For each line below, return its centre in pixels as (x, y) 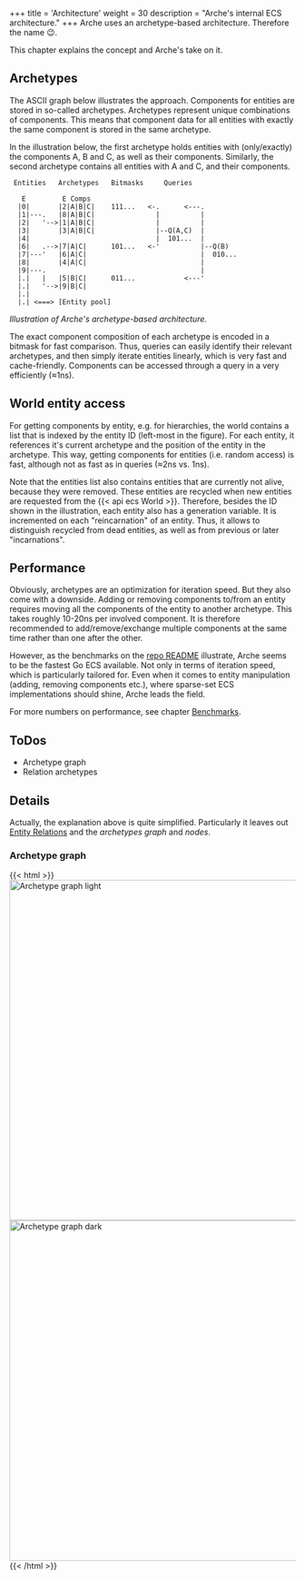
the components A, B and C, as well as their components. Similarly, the (142, 156)
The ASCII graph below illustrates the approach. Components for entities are (152, 100)
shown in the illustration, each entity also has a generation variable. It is (143, 510)
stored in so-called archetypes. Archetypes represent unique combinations (150, 110)
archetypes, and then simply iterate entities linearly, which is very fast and (148, 355)
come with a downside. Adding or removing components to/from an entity (148, 599)
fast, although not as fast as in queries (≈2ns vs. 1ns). (109, 464)
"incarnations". (37, 539)
